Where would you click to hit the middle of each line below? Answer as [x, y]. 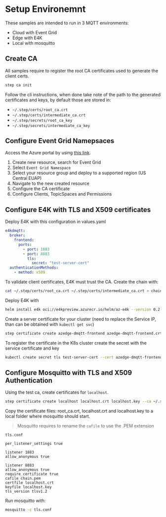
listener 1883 [20, 452]
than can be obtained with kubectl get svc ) [50, 324]
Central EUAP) [27, 178]
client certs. [17, 76]
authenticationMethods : [34, 268]
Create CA [21, 59]
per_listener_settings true [34, 444]
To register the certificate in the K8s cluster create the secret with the [76, 343]
